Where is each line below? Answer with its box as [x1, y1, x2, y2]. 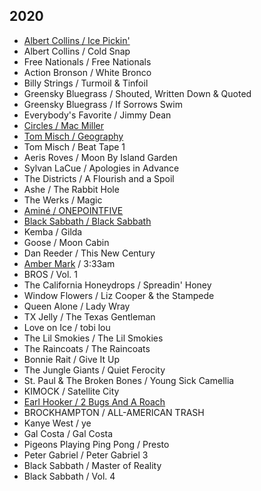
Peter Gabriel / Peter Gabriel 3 [23, 449, 149, 461]
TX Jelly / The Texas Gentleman [23, 310, 156, 323]
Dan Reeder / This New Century [23, 247, 156, 259]
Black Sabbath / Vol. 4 [23, 470, 116, 482]
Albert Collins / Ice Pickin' [23, 34, 131, 46]
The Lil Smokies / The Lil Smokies [23, 332, 164, 344]
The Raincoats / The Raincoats [23, 342, 151, 354]
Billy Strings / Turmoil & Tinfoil [23, 77, 149, 89]
